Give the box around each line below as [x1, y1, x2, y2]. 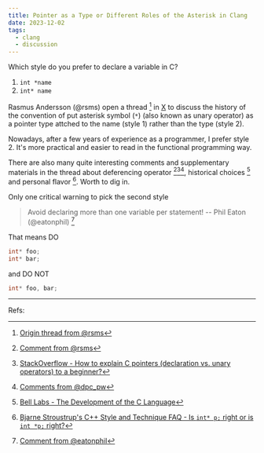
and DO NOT [8, 269, 49, 279]
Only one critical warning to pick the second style [8, 192, 169, 202]
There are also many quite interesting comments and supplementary [8, 158, 229, 167]
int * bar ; [8, 254, 41, 263]
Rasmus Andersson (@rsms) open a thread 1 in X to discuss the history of [8, 101, 246, 111]
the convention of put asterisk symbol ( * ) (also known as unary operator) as [8, 111, 254, 120]
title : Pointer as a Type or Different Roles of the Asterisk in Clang [8, 11, 247, 20]
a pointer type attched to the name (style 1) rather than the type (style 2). [8, 119, 245, 128]
